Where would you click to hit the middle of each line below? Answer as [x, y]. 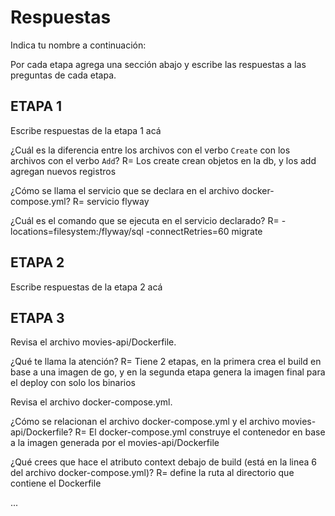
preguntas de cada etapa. [63, 75]
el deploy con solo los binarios [73, 383]
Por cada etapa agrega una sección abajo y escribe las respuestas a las [158, 64]
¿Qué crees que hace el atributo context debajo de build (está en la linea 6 [164, 462]
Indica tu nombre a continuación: [78, 45]
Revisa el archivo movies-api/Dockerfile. [93, 342]
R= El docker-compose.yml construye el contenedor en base [200, 432]
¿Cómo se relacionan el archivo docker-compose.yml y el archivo [145, 422]
